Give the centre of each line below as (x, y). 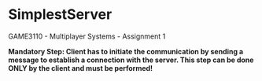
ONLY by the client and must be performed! (81, 68)
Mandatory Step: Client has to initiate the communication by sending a (126, 51)
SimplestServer (60, 15)
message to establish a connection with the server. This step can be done (131, 60)
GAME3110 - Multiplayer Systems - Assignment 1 (87, 36)
